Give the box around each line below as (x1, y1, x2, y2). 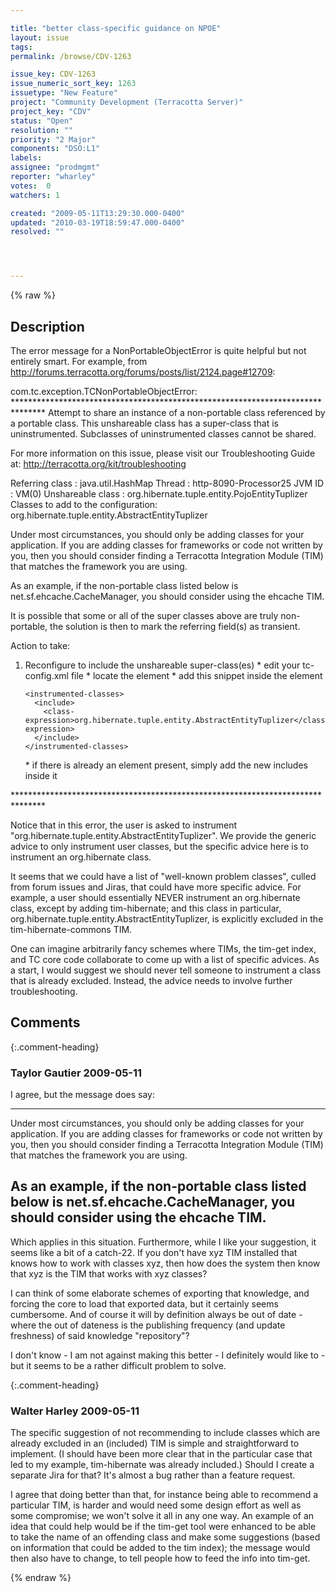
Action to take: (10, 639, 71, 651)
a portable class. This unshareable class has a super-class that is (10, 417, 279, 429)
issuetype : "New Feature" (10, 88, 118, 98)
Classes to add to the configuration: (10, 498, 158, 510)
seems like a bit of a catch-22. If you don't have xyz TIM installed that (10, 1246, 298, 1258)
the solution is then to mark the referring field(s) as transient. (49, 620, 301, 632)
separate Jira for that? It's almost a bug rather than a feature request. (10, 1469, 296, 1481)
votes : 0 (10, 181, 52, 191)
